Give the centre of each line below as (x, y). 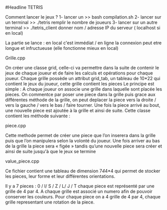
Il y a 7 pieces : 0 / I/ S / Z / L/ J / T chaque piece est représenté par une (80, 186)
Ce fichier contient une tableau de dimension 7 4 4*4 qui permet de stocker (83, 171)
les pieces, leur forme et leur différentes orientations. (60, 176)
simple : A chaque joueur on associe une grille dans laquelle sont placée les (84, 89)
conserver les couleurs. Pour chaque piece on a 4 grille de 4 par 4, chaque (83, 197)
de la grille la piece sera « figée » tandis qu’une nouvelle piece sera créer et (84, 146)
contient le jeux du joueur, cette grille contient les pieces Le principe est (80, 84)
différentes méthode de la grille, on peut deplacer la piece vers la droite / (81, 100)
